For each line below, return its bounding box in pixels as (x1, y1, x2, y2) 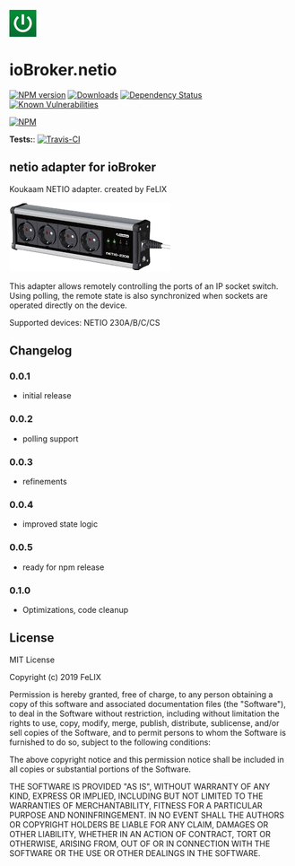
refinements (22, 477, 67, 487)
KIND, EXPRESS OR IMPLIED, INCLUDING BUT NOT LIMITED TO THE (9, 791, 264, 801)
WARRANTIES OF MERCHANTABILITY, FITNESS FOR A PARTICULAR (9, 800, 263, 810)
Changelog (9, 343, 73, 359)
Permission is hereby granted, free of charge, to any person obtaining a (9, 688, 273, 700)
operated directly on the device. (9, 300, 127, 311)
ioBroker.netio (9, 60, 117, 81)
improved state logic (22, 519, 99, 529)
